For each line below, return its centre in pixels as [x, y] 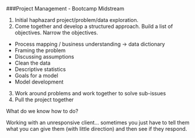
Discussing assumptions [44, 57]
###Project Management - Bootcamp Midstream [65, 9]
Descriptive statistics [40, 69]
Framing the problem [40, 50]
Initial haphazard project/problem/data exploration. [77, 20]
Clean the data [32, 63]
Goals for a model [36, 76]
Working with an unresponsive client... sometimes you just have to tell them [98, 123]
